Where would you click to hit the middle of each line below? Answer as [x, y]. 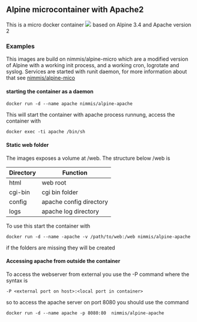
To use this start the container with [48, 226]
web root [54, 182]
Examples [21, 46]
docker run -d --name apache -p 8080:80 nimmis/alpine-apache [85, 313]
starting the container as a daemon [50, 91]
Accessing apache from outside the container [63, 261]
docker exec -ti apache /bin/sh [46, 132]
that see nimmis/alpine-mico [41, 78]
